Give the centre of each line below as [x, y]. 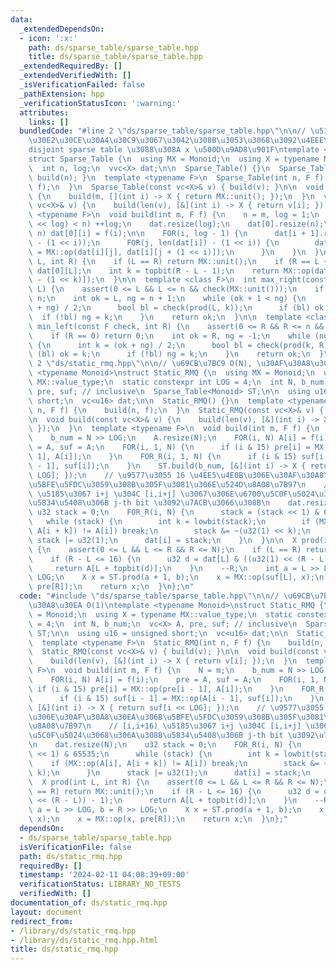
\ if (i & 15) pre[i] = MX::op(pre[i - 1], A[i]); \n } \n [156, 689]
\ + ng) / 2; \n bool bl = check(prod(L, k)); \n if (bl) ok [176, 308]
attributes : [44, 112]
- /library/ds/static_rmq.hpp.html [84, 940]
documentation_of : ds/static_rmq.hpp [89, 903]
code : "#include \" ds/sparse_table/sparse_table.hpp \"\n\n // [149, 596]
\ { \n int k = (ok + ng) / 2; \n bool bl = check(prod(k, [171, 345]
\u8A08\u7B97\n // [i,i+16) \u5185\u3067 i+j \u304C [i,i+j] [165, 726]
